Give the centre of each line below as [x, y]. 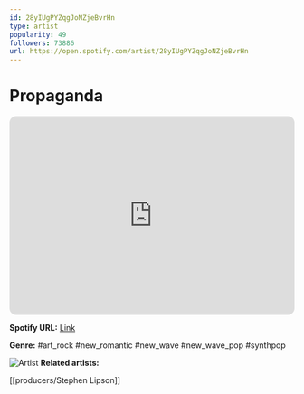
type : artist [34, 26]
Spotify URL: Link [43, 328]
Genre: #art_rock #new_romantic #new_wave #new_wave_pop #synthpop [148, 345]
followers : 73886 [42, 43]
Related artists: [70, 363]
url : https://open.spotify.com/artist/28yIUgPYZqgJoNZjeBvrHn [129, 52]
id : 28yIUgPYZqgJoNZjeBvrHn [62, 18]
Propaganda [57, 96]
